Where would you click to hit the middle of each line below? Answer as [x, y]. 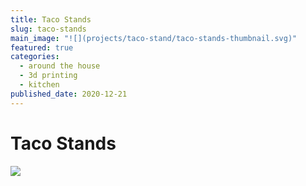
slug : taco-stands [48, 29]
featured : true [42, 47]
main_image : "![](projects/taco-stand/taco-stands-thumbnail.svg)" [154, 38]
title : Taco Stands [51, 19]
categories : [35, 57]
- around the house [60, 66]
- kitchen [39, 85]
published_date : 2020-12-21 [69, 94]
